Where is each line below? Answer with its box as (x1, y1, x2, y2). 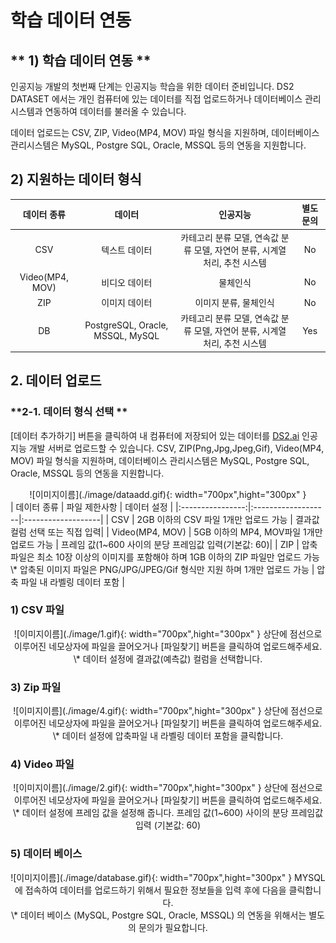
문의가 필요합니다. (138, 921, 208, 933)
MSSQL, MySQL (93, 330, 160, 342)
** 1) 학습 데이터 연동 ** (10, 52, 152, 69)
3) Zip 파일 (10, 680, 62, 694)
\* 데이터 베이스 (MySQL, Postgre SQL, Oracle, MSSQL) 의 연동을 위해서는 (11, 909, 307, 921)
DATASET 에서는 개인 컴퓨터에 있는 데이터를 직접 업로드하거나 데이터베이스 (10, 93, 303, 105)
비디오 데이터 (101, 276, 153, 288)
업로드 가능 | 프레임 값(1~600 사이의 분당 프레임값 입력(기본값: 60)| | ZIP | (10, 538, 300, 550)
